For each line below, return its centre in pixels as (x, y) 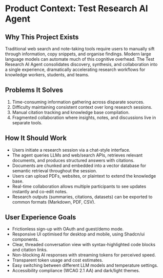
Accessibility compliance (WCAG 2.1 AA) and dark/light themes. (76, 271)
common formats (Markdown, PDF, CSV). (54, 202)
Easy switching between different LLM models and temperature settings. (85, 265)
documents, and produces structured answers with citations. (73, 160)
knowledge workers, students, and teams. (47, 75)
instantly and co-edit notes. (40, 191)
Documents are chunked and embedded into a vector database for (79, 165)
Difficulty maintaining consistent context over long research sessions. (82, 107)
